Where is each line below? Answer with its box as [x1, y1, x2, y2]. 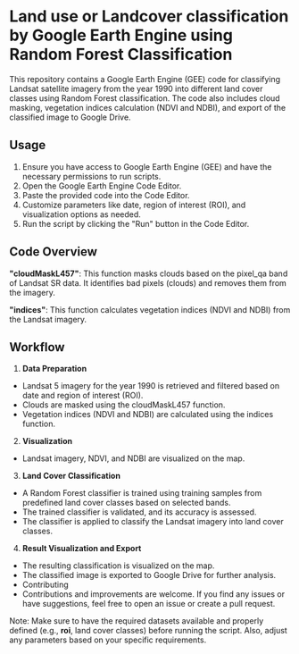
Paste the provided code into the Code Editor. [21, 189, 190, 200]
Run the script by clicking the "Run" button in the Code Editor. [21, 218, 250, 229]
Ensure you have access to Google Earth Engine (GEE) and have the [21, 161, 272, 172]
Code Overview [9, 244, 98, 260]
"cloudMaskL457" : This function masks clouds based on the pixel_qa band [9, 268, 288, 279]
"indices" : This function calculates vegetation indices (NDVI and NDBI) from [9, 304, 291, 314]
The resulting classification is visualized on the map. [21, 560, 215, 571]
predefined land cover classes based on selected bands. [21, 498, 231, 508]
